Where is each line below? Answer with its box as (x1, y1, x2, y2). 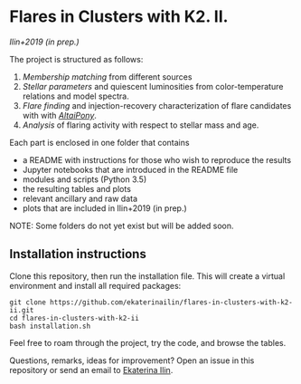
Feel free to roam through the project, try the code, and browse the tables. (9, 337, 287, 348)
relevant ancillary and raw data (22, 193, 138, 204)
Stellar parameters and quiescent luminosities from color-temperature (22, 81, 284, 91)
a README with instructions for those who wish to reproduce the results (22, 154, 292, 165)
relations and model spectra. (22, 91, 129, 101)
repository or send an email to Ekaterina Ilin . (9, 364, 174, 375)
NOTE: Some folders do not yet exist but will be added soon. (9, 220, 234, 231)
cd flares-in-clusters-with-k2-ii (9, 313, 140, 322)
